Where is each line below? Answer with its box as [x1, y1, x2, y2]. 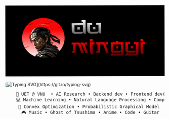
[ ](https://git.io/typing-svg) [5, 81, 91, 87]
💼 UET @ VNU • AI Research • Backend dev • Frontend [16, 91, 152, 97]
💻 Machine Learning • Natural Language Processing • [16, 97, 152, 102]
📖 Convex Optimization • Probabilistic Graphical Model [18, 103, 160, 109]
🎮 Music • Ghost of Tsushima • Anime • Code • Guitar [21, 109, 160, 115]
